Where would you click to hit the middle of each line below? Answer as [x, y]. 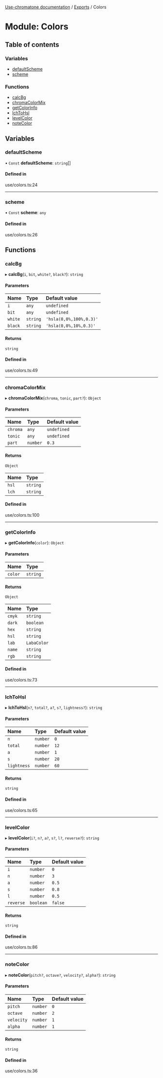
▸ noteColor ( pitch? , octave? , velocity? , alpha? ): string [60, 975]
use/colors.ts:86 [21, 947]
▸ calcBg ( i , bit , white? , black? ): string [44, 274]
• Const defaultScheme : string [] [38, 163]
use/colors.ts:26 [21, 234]
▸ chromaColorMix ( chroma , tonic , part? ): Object [53, 398]
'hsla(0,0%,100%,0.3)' [72, 319]
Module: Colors [37, 27]
